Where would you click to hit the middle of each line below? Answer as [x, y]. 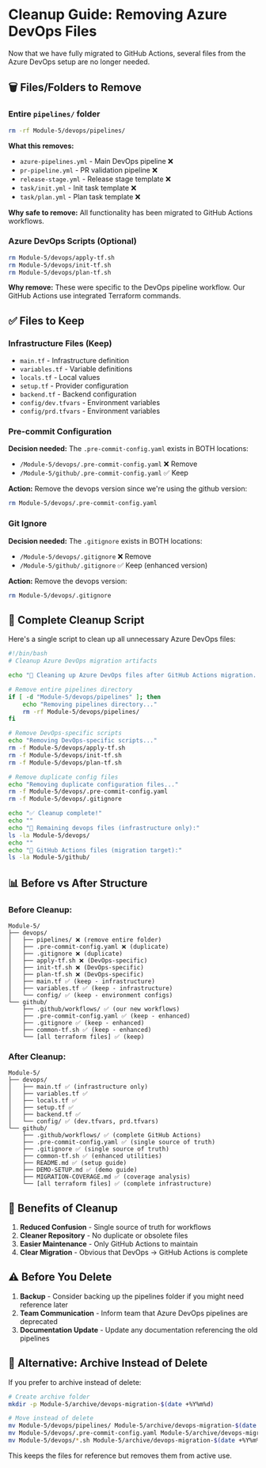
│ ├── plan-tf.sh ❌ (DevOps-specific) [76, 974]
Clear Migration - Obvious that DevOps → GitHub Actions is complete [134, 1253]
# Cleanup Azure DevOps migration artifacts [83, 661]
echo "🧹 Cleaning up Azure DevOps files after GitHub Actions [113, 675]
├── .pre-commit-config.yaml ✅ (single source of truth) [119, 1142]
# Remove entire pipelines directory [70, 689]
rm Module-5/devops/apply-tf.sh [61, 258]
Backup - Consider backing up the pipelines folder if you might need [131, 1296]
